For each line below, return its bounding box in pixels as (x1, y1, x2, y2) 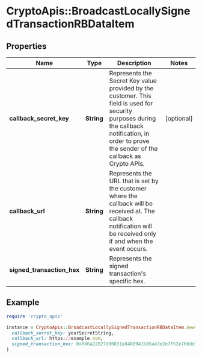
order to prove (109, 137, 150, 145)
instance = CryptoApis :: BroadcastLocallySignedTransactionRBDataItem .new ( (6, 324, 198, 330)
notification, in (109, 130, 150, 137)
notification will (109, 222, 152, 230)
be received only (109, 230, 156, 237)
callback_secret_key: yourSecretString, (11, 330, 114, 336)
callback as (109, 152, 141, 160)
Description (117, 59, 151, 67)
